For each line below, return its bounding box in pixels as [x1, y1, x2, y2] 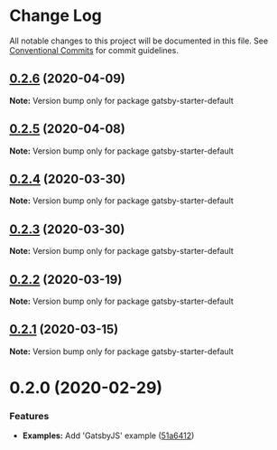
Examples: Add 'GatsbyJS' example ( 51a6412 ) [22, 430, 195, 441]
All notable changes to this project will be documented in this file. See [9, 35, 269, 46]
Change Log [9, 5, 102, 26]
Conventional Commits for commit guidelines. [9, 44, 179, 55]
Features [9, 409, 50, 422]
